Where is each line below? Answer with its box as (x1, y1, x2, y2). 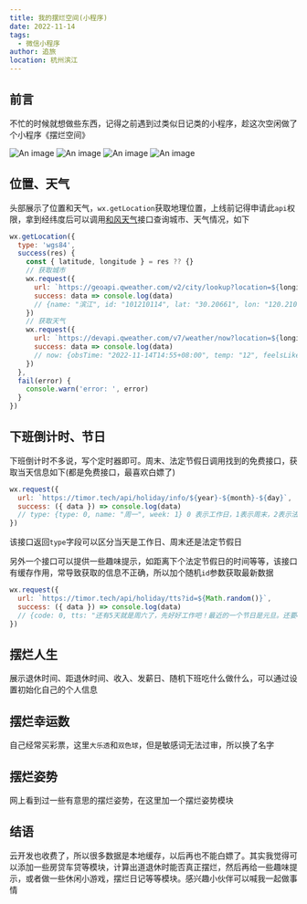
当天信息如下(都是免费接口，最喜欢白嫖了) (16, 467, 176, 478)
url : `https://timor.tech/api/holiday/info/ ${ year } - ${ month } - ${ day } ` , (17, 493, 292, 502)
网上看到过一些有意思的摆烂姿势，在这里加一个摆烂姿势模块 (9, 795, 234, 805)
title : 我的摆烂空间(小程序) (9, 13, 108, 23)
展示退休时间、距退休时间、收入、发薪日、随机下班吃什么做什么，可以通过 (9, 673, 290, 684)
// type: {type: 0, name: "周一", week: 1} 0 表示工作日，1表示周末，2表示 (17, 510, 292, 520)
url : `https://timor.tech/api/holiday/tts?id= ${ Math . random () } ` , (17, 594, 272, 604)
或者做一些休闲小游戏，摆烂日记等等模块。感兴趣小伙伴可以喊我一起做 (25, 873, 290, 884)
